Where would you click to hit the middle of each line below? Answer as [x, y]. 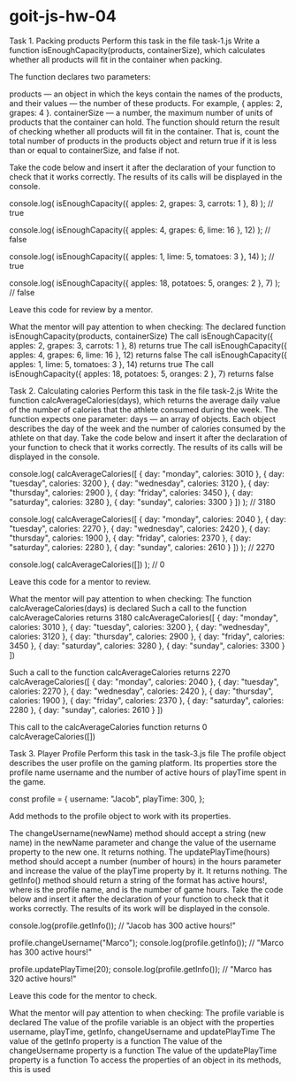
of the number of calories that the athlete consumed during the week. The [144, 410]
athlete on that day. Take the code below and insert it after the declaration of [148, 437]
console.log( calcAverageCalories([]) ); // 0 [87, 564]
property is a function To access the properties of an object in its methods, [145, 1060]
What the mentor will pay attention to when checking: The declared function [148, 326]
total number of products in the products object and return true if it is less [143, 141]
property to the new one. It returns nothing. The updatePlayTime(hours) [140, 852]
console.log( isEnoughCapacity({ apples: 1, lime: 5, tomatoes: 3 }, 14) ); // [142, 256]
